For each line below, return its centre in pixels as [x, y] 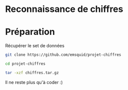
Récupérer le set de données [35, 46]
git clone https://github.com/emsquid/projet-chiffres [63, 55]
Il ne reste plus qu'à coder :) [34, 82]
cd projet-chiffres [25, 64]
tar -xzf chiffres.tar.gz [32, 73]
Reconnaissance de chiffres [64, 9]
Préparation [30, 32]
